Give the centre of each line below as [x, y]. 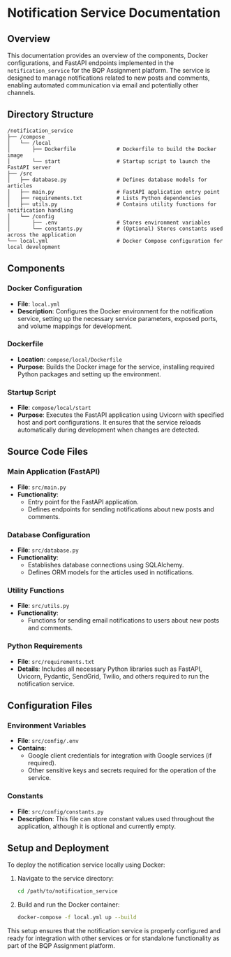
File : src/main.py [42, 487]
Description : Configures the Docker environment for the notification [115, 311]
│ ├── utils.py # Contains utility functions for [112, 204]
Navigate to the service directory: [65, 879]
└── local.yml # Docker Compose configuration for [115, 241]
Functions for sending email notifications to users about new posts [124, 621]
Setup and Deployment [58, 848]
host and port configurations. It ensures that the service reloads [109, 423]
